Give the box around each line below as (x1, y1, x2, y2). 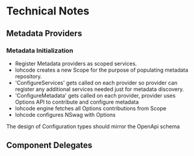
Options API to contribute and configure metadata (14, 98, 139, 105)
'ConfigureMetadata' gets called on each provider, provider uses (14, 92, 176, 99)
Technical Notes (6, 4, 90, 18)
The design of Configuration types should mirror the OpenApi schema (6, 122, 180, 130)
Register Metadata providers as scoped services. (14, 60, 137, 67)
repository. (14, 72, 42, 80)
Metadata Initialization (6, 46, 74, 55)
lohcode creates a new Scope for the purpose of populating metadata (14, 66, 189, 73)
